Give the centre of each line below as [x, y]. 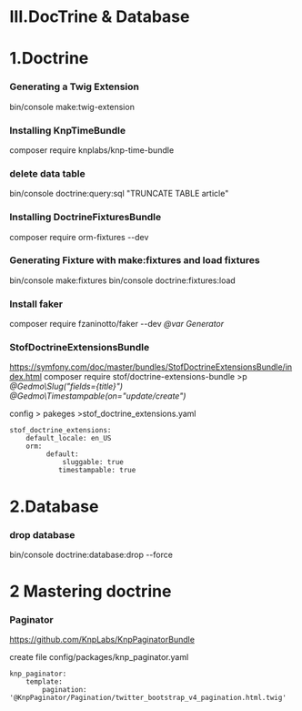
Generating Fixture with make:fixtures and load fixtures [135, 260]
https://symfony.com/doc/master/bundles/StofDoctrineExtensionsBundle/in [151, 367]
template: [45, 682]
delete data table [47, 173]
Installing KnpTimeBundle [67, 130]
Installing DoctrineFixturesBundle [86, 218]
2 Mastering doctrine [91, 591]
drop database [42, 534]
